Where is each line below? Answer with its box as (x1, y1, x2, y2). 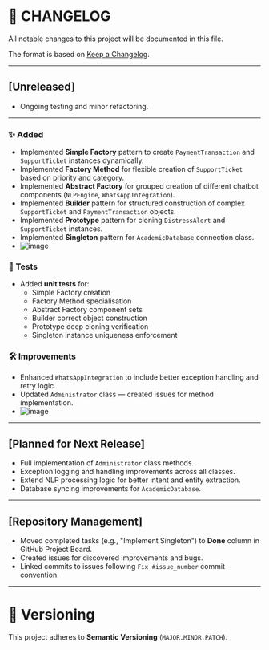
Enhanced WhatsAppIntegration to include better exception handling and (19, 372, 259, 382)
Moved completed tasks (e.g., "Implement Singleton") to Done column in (19, 536, 260, 546)
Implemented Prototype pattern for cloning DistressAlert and (19, 216, 226, 225)
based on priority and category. (19, 173, 125, 183)
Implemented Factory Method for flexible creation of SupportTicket (19, 165, 243, 174)
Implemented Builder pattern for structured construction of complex (19, 198, 246, 208)
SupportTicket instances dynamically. (19, 156, 144, 165)
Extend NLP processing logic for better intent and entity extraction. (19, 475, 242, 485)
